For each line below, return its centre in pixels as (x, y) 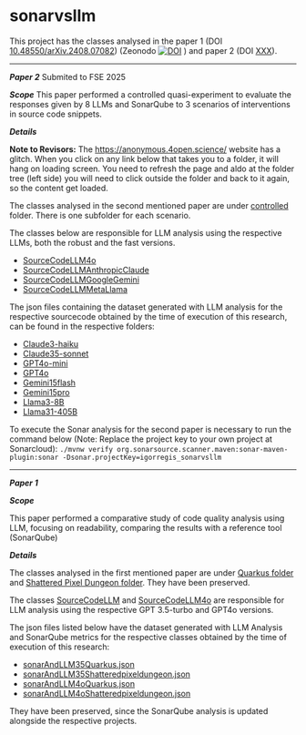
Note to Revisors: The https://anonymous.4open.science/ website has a (145, 149)
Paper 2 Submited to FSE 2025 (67, 77)
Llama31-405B (50, 412)
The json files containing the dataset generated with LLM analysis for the (146, 307)
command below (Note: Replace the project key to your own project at (141, 439)
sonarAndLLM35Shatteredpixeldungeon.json (107, 674)
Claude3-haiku (51, 343)
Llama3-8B (43, 402)
